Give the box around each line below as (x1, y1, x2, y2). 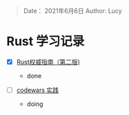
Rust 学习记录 (6, 34, 85, 49)
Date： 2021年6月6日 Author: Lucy (23, 7, 122, 15)
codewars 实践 (16, 86, 59, 94)
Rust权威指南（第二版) (16, 57, 81, 66)
